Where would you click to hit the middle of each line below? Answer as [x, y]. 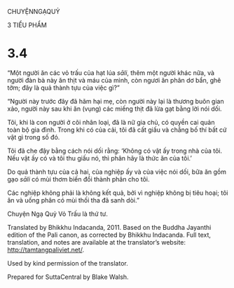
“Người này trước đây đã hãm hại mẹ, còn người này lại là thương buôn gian [116, 101]
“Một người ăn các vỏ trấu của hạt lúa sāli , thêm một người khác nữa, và [111, 73]
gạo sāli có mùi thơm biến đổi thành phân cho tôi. [78, 179]
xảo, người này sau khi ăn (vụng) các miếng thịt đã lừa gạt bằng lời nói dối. [115, 109]
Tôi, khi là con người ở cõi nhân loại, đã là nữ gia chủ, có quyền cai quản [111, 122]
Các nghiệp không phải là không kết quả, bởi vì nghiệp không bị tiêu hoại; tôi [118, 193]
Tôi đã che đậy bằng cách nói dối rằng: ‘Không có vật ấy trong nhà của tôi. [115, 151]
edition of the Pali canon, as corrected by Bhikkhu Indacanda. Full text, [109, 235]
